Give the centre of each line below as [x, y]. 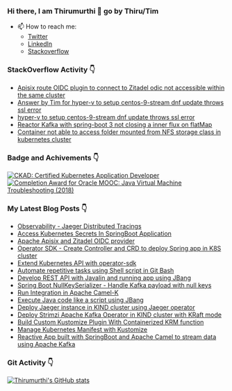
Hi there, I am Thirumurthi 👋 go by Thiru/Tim [83, 11]
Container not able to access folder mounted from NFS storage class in [119, 132]
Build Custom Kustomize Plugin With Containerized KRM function [110, 322]
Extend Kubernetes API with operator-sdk [77, 263]
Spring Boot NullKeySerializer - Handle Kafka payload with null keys [114, 285]
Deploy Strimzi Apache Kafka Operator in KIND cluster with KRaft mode [119, 315]
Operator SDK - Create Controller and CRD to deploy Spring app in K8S [119, 249]
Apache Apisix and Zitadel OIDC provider [76, 241]
